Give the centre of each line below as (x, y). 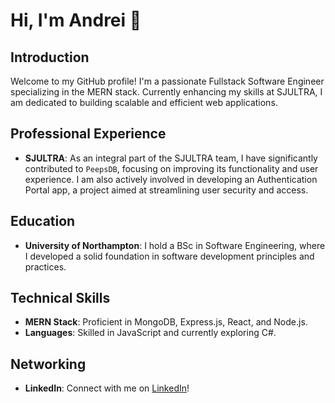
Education (43, 221)
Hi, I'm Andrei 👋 (76, 20)
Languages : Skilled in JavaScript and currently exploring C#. (150, 333)
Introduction (50, 57)
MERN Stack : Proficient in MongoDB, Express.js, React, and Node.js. (166, 322)
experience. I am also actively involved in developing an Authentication (171, 179)
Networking (48, 364)
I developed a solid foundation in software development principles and (169, 256)
